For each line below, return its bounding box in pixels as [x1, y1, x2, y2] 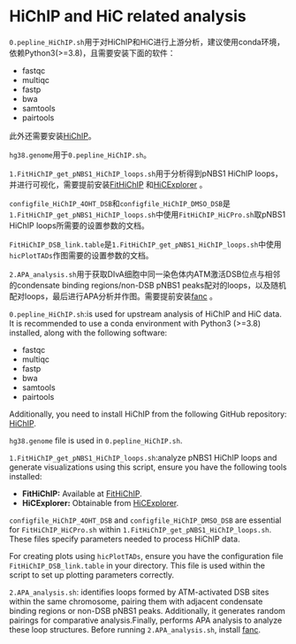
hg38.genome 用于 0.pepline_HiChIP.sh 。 [9, 149, 152, 160]
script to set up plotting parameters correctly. [9, 569, 175, 580]
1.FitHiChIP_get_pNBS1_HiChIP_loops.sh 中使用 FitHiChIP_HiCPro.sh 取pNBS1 [9, 209, 285, 219]
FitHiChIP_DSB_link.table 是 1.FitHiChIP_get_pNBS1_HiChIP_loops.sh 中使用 [9, 239, 282, 249]
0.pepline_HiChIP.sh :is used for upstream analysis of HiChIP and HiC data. [9, 308, 283, 319]
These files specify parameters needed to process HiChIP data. [9, 533, 240, 544]
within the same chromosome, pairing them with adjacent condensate [9, 595, 263, 607]
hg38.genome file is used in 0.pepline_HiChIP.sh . [9, 435, 183, 446]
